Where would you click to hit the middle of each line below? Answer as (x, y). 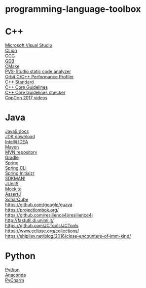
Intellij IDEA (17, 142)
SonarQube (17, 199)
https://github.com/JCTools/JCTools (42, 226)
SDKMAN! (15, 179)
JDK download (20, 137)
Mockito (13, 189)
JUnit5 (12, 184)
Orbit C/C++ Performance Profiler (39, 77)
